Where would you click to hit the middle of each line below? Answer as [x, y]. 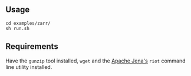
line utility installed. [29, 67]
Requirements [32, 47]
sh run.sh [18, 28]
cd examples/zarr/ [28, 23]
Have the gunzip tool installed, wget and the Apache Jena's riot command [96, 61]
